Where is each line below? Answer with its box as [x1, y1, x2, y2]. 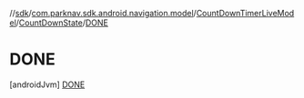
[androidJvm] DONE [9, 79, 86, 90]
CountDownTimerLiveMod [196, 8, 295, 18]
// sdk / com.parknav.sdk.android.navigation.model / [9, 8, 198, 18]
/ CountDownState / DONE [15, 17, 109, 28]
